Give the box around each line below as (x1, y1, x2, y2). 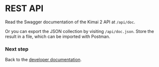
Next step (5, 46, 29, 52)
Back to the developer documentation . (5, 57, 82, 63)
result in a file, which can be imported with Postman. (5, 33, 110, 39)
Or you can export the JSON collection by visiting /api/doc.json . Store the (5, 28, 154, 34)
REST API (5, 3, 44, 14)
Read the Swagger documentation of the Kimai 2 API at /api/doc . (5, 19, 135, 25)
